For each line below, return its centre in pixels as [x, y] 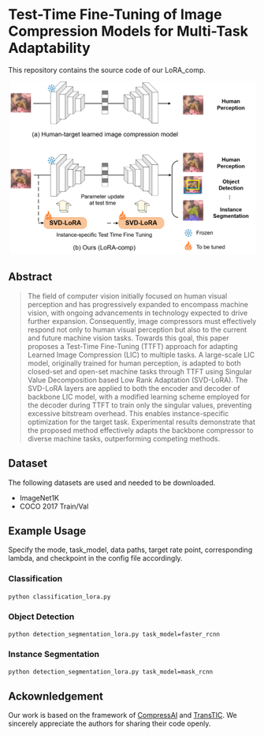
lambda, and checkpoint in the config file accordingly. [95, 558]
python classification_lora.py [59, 597]
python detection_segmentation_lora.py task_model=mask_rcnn [111, 672]
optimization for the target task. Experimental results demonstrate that [141, 422]
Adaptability [49, 48]
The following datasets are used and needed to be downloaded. [112, 483]
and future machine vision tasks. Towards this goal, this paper [128, 338]
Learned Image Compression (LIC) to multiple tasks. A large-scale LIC [141, 355]
